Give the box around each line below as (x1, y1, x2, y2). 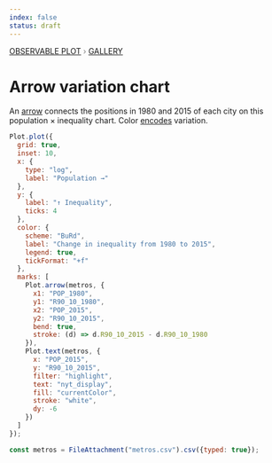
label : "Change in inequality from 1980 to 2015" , (25, 239, 216, 248)
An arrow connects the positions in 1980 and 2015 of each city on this (9, 106, 264, 116)
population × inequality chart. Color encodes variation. (9, 115, 208, 126)
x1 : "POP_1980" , (32, 289, 93, 298)
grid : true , (17, 141, 62, 150)
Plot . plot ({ (9, 132, 53, 142)
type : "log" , (25, 165, 74, 174)
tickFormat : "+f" (25, 256, 89, 265)
